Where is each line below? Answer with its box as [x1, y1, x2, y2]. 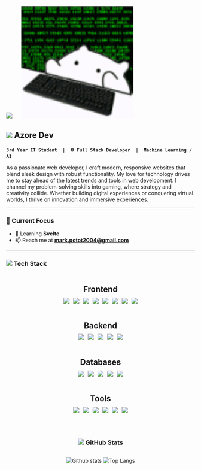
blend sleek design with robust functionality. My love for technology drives [6, 170, 190, 177]
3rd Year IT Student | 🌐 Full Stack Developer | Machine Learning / [6, 147, 193, 153]
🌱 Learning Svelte [14, 230, 60, 237]
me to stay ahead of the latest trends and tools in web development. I [6, 177, 177, 184]
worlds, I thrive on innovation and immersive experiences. [6, 196, 148, 203]
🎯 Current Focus [6, 216, 54, 225]
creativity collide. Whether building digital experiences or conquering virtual [6, 189, 193, 196]
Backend [83, 320, 118, 331]
